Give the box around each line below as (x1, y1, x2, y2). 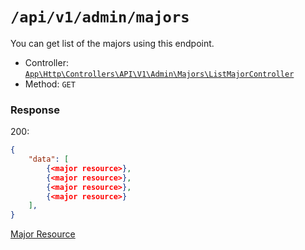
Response (10, 103, 60, 117)
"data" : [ (28, 154, 70, 165)
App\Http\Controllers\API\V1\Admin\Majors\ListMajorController (24, 69, 295, 79)
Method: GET (24, 78, 76, 90)
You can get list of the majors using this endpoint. (10, 37, 215, 49)
